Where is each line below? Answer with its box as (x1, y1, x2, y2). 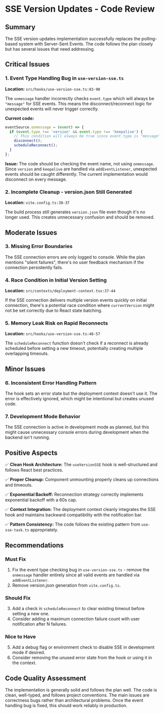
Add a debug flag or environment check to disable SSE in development (12, 644, 155, 650)
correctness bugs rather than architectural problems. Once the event (5, 697, 143, 703)
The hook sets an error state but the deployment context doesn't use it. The (5, 390, 158, 396)
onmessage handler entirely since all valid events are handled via (12, 572, 140, 578)
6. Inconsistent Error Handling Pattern (5, 379, 97, 386)
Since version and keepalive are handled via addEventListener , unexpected (5, 166, 157, 172)
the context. (12, 660, 37, 666)
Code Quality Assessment (5, 674, 86, 682)
